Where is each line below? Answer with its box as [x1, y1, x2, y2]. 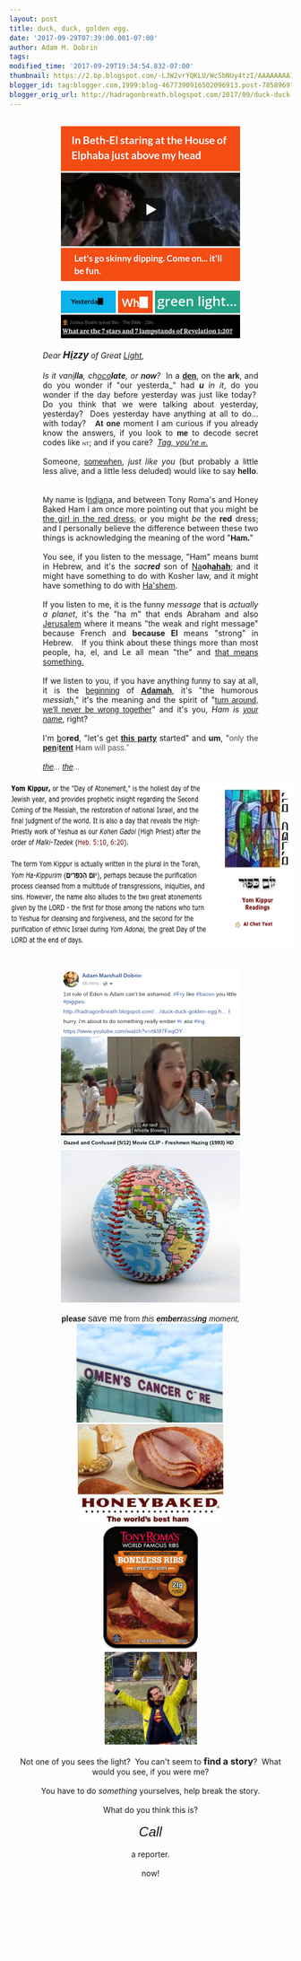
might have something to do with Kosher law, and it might [42, 570, 259, 581]
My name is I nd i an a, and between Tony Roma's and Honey [42, 494, 259, 504]
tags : [9, 52, 30, 62]
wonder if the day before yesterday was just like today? [42, 389, 257, 399]
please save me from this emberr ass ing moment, [61, 1313, 240, 1324]
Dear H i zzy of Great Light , [42, 348, 145, 361]
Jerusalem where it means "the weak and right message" [42, 617, 259, 628]
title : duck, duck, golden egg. [9, 23, 130, 33]
